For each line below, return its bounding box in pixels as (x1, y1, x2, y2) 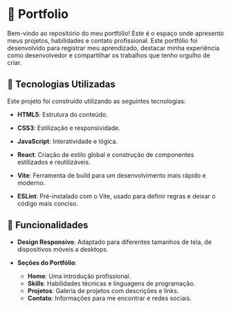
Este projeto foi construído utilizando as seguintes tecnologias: (7, 97, 186, 105)
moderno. (17, 178, 46, 187)
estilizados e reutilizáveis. (17, 158, 91, 166)
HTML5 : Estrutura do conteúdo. (17, 110, 109, 118)
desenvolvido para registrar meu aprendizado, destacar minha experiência (7, 44, 220, 52)
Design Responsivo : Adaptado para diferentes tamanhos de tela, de (17, 238, 212, 246)
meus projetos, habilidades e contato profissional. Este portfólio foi (7, 36, 198, 44)
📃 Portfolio (7, 6, 69, 22)
